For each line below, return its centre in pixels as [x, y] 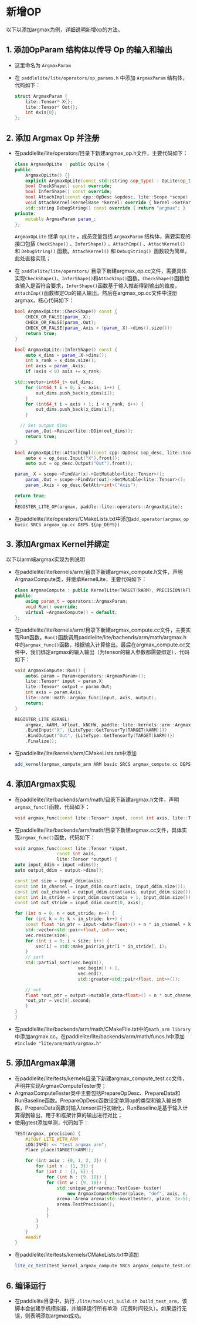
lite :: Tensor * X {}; [49, 102]
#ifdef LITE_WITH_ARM [52, 1139]
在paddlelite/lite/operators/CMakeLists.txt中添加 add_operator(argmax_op [102, 519]
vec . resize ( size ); [48, 935]
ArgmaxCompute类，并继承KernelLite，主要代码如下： [81, 579]
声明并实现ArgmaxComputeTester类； [60, 1085]
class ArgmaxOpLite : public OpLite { [62, 164]
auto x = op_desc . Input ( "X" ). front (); [73, 458]
